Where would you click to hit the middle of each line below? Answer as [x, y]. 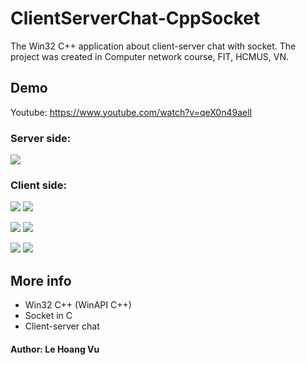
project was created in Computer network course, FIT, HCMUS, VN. [150, 56]
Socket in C [48, 316]
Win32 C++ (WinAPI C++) [78, 305]
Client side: [38, 185]
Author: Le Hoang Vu [55, 349]
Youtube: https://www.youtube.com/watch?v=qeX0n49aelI [131, 112]
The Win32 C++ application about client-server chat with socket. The [153, 46]
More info [41, 280]
